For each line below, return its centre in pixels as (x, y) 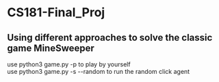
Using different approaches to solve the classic (110, 38)
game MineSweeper (51, 48)
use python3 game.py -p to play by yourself (69, 64)
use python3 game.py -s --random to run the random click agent (99, 71)
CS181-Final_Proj (56, 13)
